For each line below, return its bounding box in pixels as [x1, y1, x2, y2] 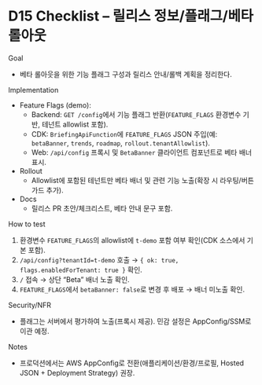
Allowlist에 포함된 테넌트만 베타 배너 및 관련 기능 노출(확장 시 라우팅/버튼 [31, 175, 254, 185]
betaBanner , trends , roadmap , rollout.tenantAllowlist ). [31, 138, 211, 148]
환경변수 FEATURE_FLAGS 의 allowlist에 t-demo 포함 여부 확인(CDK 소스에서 [19, 235, 245, 244]
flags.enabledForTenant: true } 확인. [19, 265, 143, 274]
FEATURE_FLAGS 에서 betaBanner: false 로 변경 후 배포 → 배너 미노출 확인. [19, 284, 245, 294]
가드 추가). [31, 185, 65, 195]
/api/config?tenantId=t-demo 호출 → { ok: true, [19, 255, 179, 264]
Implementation [8, 85, 59, 94]
